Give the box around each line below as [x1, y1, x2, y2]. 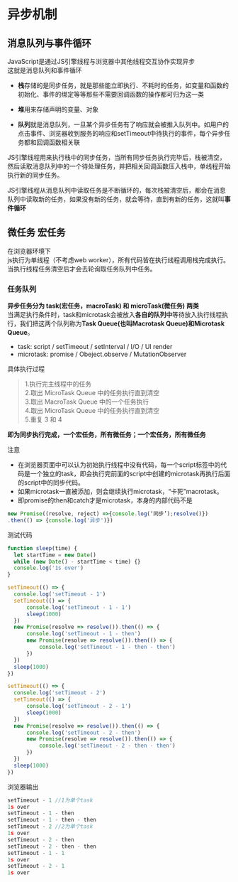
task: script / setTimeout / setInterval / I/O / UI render [17, 343, 173, 351]
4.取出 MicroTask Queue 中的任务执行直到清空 [24, 407, 160, 415]
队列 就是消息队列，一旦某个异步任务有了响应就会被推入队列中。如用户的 [17, 120, 229, 129]
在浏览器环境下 [7, 247, 51, 255]
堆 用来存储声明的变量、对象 [17, 105, 99, 114]
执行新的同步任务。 [7, 171, 64, 179]
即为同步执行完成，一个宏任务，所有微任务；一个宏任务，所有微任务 [7, 431, 206, 439]
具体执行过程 [7, 365, 45, 373]
